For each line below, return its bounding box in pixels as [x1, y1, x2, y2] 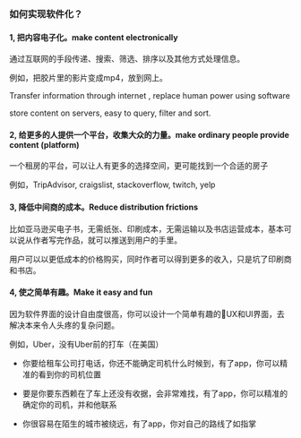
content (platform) [9, 139, 80, 150]
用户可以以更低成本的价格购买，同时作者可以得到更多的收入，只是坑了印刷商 [9, 253, 292, 264]
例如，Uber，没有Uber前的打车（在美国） [9, 339, 164, 349]
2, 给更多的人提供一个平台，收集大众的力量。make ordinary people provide [9, 129, 289, 140]
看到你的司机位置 [38, 369, 101, 380]
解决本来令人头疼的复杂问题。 [9, 320, 119, 331]
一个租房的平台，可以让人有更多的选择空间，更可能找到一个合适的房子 [9, 160, 269, 171]
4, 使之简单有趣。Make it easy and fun [9, 287, 153, 297]
